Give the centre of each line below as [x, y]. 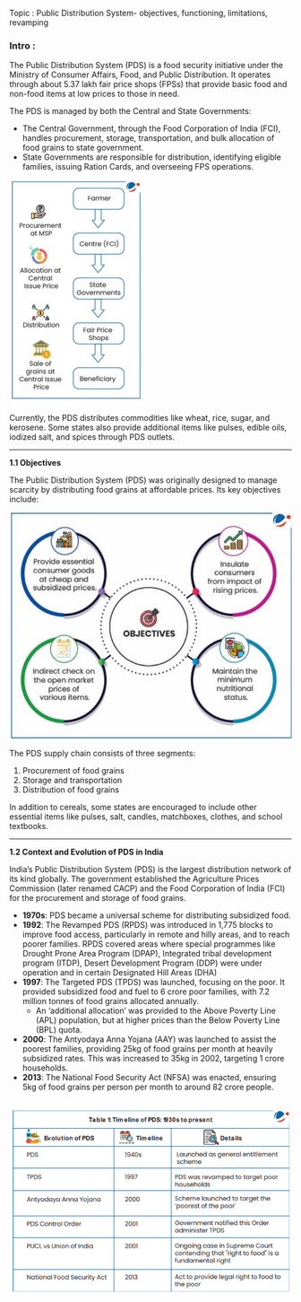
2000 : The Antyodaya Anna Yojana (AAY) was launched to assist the [149, 1039]
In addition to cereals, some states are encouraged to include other [133, 807]
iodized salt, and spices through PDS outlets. [92, 437]
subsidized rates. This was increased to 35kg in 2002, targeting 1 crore [153, 1058]
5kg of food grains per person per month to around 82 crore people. [148, 1087]
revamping [29, 22]
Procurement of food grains [73, 770]
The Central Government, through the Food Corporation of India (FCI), [151, 128]
